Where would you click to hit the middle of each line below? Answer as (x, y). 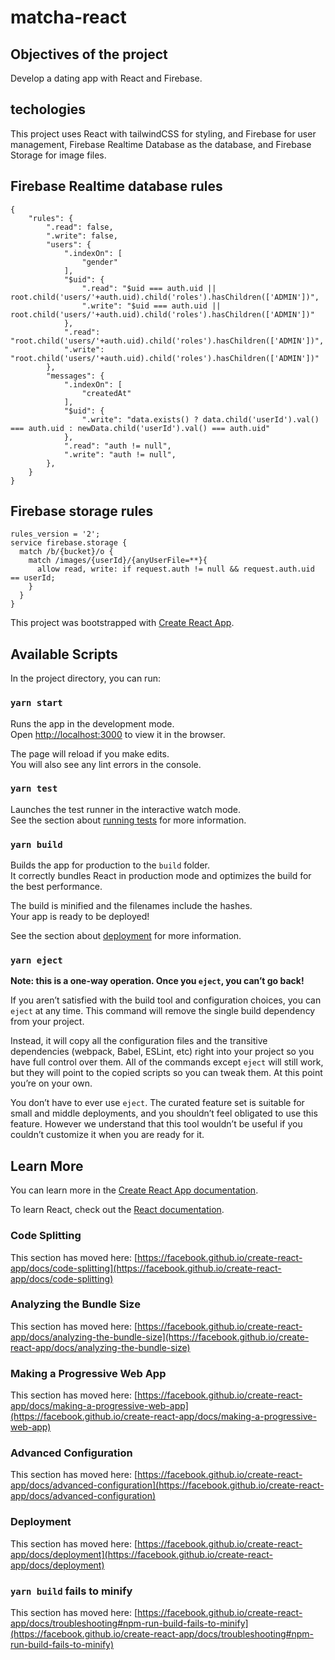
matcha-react (68, 17)
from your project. (47, 1022)
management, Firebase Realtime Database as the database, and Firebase (161, 144)
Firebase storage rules (82, 511)
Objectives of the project (89, 54)
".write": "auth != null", (120, 454)
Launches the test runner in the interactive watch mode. (126, 809)
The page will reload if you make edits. (90, 753)
